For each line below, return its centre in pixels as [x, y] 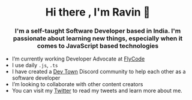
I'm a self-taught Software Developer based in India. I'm [98, 31]
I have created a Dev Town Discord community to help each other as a [99, 72]
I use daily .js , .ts [35, 65]
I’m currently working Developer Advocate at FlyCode [78, 59]
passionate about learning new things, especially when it [98, 38]
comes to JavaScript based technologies [98, 46]
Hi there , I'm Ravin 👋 [98, 12]
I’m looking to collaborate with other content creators [77, 84]
